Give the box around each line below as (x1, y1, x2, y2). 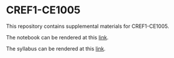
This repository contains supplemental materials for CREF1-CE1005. (6, 23, 169, 30)
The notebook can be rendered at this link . (6, 34, 109, 41)
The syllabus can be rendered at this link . (6, 45, 106, 52)
